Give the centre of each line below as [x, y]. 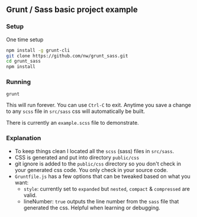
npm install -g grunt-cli [38, 50]
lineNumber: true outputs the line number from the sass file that [101, 201]
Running [19, 82]
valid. [30, 195]
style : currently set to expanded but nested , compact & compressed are [107, 189]
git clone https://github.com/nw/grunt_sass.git [67, 56]
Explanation [24, 138]
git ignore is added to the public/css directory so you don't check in [98, 163]
